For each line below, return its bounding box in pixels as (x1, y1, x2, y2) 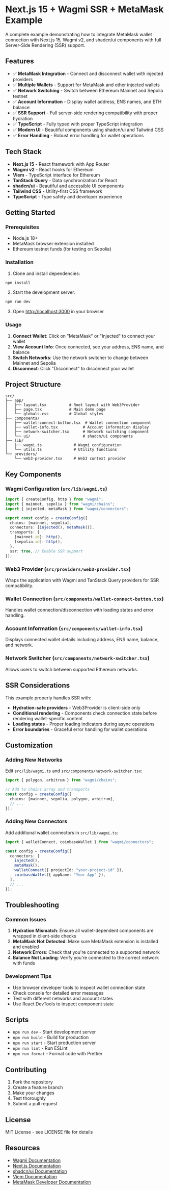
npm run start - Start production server (12, 1040, 96, 1046)
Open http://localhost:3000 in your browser (12, 309, 104, 315)
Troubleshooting (5, 900, 60, 909)
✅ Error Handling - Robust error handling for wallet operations (12, 132, 144, 138)
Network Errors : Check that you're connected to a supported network (12, 949, 160, 955)
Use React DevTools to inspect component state (12, 1001, 114, 1007)
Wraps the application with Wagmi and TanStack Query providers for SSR (5, 577, 159, 583)
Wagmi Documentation (12, 1157, 61, 1163)
